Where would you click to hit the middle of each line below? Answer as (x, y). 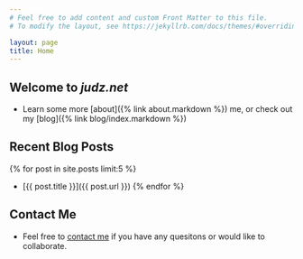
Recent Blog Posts (62, 147)
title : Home (32, 51)
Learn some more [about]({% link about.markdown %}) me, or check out (157, 109)
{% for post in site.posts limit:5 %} (73, 169)
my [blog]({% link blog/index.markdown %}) (105, 119)
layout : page (34, 42)
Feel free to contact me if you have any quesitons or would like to (144, 236)
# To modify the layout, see (64, 26)
